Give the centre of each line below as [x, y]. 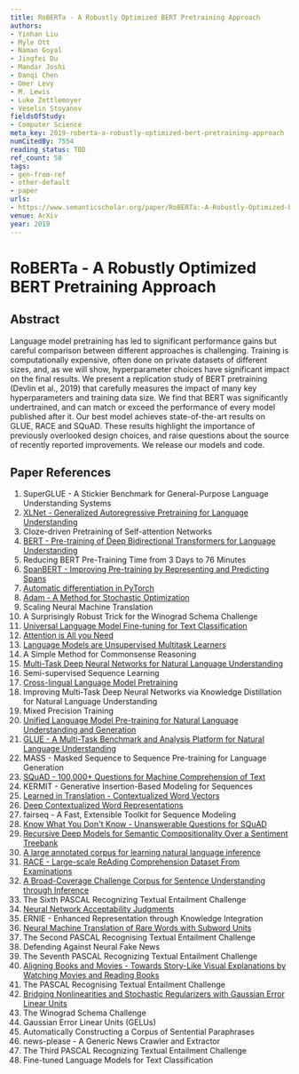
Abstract [35, 319]
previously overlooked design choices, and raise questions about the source [149, 435]
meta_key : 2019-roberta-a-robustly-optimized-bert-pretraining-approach [147, 133]
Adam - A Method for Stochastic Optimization [106, 598]
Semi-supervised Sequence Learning [91, 673]
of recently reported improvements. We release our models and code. [138, 444]
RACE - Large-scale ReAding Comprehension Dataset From [131, 862]
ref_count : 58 [36, 158]
